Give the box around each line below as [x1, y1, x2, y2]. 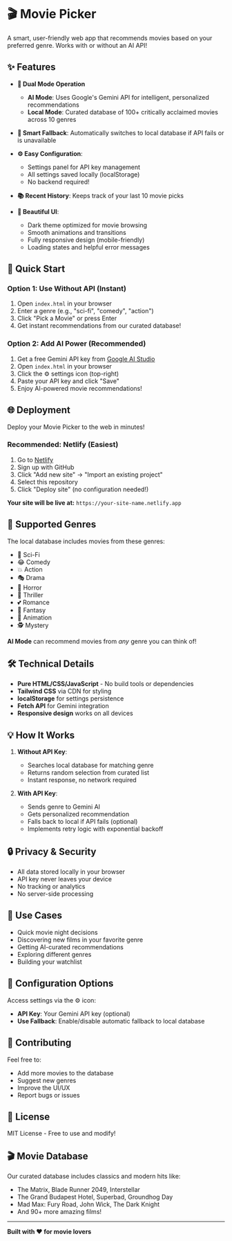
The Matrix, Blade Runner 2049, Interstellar [17, 1186, 140, 1194]
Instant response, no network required [27, 776, 137, 784]
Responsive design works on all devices [17, 709, 133, 718]
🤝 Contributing [7, 1037, 72, 1049]
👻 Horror [17, 583, 42, 592]
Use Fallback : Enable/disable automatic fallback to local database [17, 1016, 205, 1025]
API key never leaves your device [17, 875, 113, 883]
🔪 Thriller [17, 590, 43, 599]
